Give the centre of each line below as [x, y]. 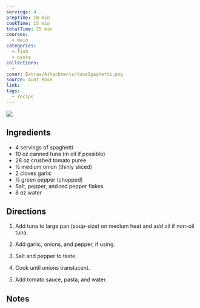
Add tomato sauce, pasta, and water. [61, 279]
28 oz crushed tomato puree [51, 160]
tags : [13, 91]
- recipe [23, 97]
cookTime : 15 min [28, 23]
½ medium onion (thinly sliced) [54, 166]
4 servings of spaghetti [44, 147]
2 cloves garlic [33, 173]
